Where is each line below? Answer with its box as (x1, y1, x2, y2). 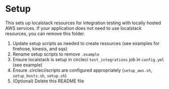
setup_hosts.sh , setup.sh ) (12, 72, 67, 78)
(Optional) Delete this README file (12, 78, 84, 84)
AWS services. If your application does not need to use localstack (5, 25, 142, 31)
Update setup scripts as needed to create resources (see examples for (12, 40, 160, 46)
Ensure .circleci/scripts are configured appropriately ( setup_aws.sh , (12, 67, 152, 73)
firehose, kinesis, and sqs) (12, 46, 68, 52)
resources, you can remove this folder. (5, 30, 85, 36)
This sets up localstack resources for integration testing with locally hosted (5, 20, 161, 26)
